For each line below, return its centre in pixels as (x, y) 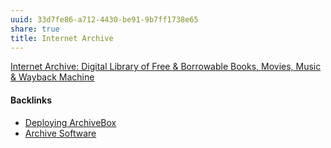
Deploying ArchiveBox (70, 122)
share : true (35, 29)
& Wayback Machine (52, 77)
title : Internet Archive (62, 38)
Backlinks (31, 100)
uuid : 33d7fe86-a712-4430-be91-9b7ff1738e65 (104, 19)
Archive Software (60, 133)
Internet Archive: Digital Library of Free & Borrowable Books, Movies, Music (166, 67)
